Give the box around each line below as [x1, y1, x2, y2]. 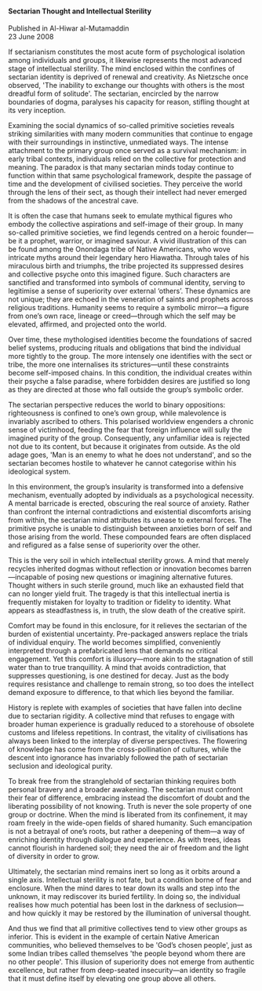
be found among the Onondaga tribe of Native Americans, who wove [8, 244, 231, 254]
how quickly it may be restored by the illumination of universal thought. [22, 909, 252, 918]
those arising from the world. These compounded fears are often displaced [8, 532, 251, 542]
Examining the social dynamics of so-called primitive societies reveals [8, 121, 235, 130]
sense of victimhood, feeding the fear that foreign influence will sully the [8, 425, 242, 435]
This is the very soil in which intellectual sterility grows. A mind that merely [8, 556, 249, 565]
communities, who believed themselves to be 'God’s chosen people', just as [8, 941, 253, 950]
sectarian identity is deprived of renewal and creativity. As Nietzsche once [8, 72, 249, 82]
